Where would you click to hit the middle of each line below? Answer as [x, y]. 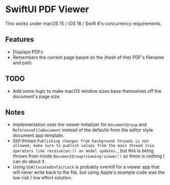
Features [20, 39]
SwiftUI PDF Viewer [47, 9]
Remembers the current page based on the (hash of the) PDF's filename [88, 57]
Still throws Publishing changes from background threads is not [81, 141]
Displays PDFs [28, 51]
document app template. [38, 136]
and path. [23, 63]
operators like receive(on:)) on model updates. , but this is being [83, 151]
